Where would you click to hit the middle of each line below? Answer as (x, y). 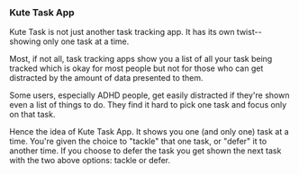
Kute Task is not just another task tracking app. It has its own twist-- (136, 32)
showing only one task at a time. (69, 41)
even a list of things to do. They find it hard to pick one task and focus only (148, 105)
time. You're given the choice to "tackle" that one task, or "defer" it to (138, 142)
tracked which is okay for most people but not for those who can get (136, 68)
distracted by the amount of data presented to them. (107, 78)
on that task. (32, 115)
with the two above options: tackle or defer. (90, 161)
